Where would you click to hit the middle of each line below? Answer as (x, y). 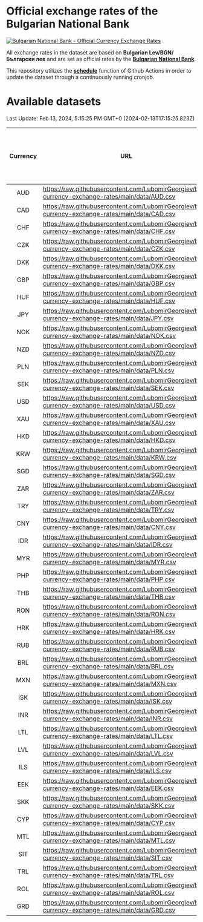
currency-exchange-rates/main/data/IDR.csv (108, 544)
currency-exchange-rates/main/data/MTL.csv (109, 840)
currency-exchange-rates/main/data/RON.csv (109, 614)
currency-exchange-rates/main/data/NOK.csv (109, 335)
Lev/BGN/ (161, 52)
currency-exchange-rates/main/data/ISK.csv (108, 701)
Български (21, 59)
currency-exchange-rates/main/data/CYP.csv (109, 823)
